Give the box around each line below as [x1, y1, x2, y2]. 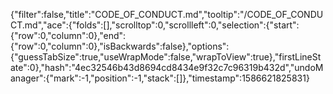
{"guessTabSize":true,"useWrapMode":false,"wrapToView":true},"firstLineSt [10, 51, 322, 63]
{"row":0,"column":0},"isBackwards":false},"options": [10, 40, 230, 52]
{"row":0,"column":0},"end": [10, 30, 127, 41]
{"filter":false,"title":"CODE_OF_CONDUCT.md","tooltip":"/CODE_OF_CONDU [10, 9, 324, 20]
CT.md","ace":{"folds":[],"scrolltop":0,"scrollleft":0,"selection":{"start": [10, 19, 300, 31]
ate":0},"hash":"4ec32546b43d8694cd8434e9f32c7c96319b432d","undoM [10, 62, 324, 73]
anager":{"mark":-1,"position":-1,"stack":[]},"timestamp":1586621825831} [10, 72, 310, 84]
